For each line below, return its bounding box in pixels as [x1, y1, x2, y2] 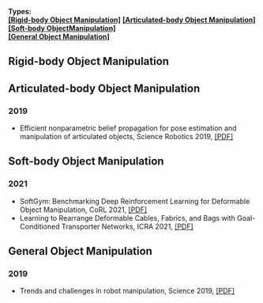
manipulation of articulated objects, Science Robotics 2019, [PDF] [19, 132, 234, 142]
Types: [8, 7, 32, 16]
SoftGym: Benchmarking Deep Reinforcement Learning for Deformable [19, 196, 250, 206]
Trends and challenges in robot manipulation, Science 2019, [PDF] [19, 286, 235, 296]
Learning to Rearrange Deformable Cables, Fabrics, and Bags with [19, 213, 235, 222]
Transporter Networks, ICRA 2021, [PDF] [61, 222, 193, 231]
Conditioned [19, 222, 61, 231]
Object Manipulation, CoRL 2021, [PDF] [19, 205, 148, 214]
